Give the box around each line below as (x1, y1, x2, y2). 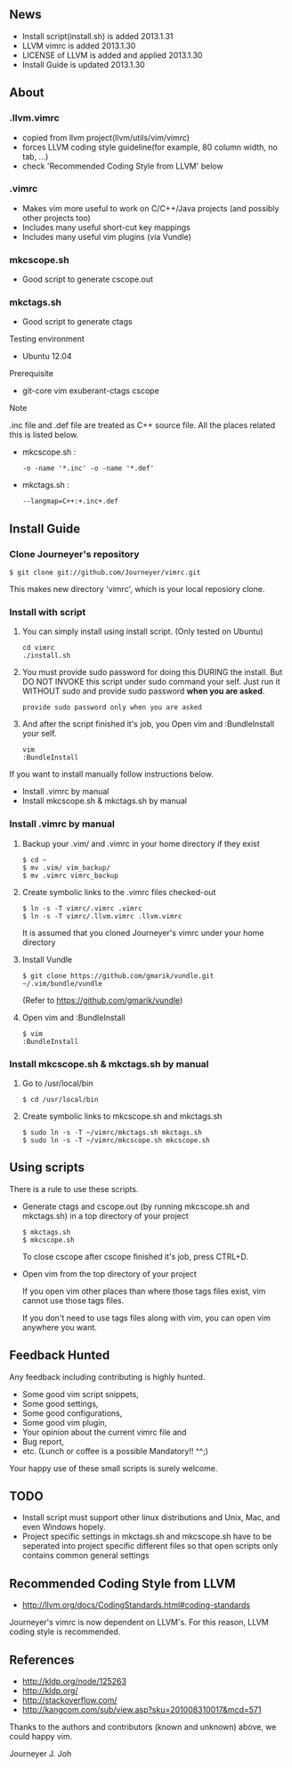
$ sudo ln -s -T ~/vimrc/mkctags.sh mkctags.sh (21, 1128, 202, 1137)
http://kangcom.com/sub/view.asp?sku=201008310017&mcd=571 (21, 1705, 262, 1715)
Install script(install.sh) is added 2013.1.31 (21, 30, 174, 41)
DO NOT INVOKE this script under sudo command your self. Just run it (21, 677, 280, 687)
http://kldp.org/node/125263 (21, 1676, 127, 1687)
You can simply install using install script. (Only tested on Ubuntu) (21, 626, 264, 637)
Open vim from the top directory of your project (21, 1268, 198, 1279)
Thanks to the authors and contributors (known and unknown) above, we (9, 1722, 277, 1732)
